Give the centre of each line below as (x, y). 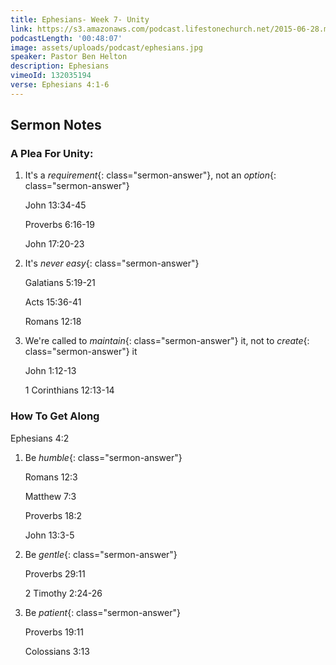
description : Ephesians (60, 66)
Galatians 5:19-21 (60, 283)
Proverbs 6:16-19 (59, 225)
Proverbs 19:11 (54, 632)
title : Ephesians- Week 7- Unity (80, 19)
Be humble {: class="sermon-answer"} (103, 457)
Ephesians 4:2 (40, 438)
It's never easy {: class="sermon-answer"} (112, 263)
